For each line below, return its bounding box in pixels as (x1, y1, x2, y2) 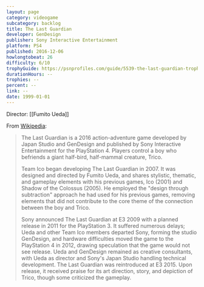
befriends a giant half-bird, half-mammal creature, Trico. (21, 153, 163, 161)
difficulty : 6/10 (6, 60, 50, 66)
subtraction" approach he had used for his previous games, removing (21, 191, 195, 198)
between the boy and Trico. (21, 204, 90, 211)
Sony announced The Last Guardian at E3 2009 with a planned (21, 215, 178, 223)
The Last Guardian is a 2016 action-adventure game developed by (21, 134, 187, 141)
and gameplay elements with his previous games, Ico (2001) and (21, 178, 183, 185)
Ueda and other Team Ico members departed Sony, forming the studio (21, 229, 197, 236)
